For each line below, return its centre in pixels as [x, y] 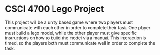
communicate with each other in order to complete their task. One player [78, 27]
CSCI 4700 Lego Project [54, 9]
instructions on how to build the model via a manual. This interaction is [76, 38]
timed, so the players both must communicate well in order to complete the [80, 43]
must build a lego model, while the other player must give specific [71, 33]
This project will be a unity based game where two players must [69, 22]
